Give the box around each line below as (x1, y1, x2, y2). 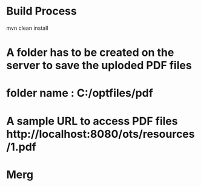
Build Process (6, 4, 77, 18)
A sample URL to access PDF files (6, 114, 178, 128)
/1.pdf (6, 140, 36, 154)
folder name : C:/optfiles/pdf (6, 86, 153, 100)
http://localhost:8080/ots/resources (6, 127, 195, 141)
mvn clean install (6, 24, 48, 32)
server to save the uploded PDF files (6, 59, 192, 72)
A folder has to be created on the (6, 46, 174, 59)
